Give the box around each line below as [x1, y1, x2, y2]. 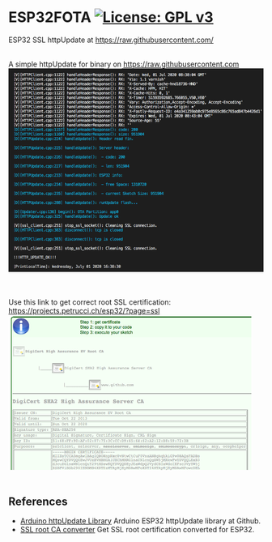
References [8, 494, 68, 508]
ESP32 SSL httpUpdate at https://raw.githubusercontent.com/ [8, 35, 215, 45]
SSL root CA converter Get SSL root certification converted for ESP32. [19, 525, 255, 535]
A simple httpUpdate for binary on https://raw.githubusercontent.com [8, 59, 240, 69]
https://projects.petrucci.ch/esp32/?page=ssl [8, 305, 160, 315]
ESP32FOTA [8, 8, 91, 27]
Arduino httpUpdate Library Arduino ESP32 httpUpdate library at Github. [19, 516, 261, 526]
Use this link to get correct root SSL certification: [8, 297, 172, 307]
